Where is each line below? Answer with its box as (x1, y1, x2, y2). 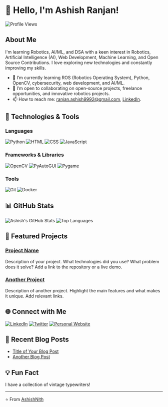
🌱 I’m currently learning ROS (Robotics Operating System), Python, (12, 75, 150, 81)
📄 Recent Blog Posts (5, 335, 69, 344)
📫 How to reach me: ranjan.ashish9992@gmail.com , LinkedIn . (12, 96, 141, 102)
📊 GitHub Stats (5, 202, 54, 210)
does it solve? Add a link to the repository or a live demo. (5, 264, 122, 270)
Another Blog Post (12, 354, 50, 360)
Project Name (5, 247, 39, 254)
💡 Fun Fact (5, 368, 39, 377)
